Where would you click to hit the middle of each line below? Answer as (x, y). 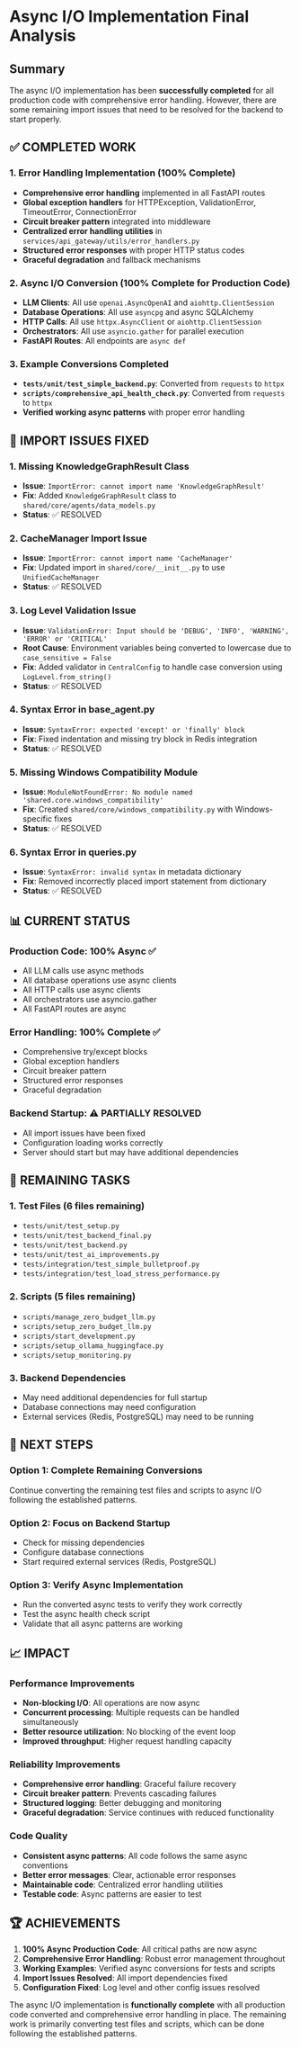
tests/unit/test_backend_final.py (87, 1236)
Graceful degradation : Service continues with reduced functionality (148, 1813)
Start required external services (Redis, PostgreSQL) (119, 1562)
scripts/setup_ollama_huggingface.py (93, 1346)
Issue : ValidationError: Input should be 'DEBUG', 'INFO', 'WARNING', (155, 630)
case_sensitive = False (67, 658)
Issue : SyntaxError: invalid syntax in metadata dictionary (132, 872)
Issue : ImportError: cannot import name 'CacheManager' (128, 558)
